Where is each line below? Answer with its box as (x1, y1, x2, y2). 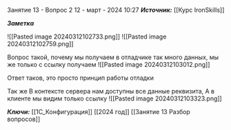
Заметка (7, 19, 34, 27)
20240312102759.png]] (7, 40, 74, 47)
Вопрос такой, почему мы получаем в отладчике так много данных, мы (7, 53, 219, 61)
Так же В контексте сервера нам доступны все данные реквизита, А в (7, 87, 215, 95)
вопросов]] (7, 115, 41, 123)
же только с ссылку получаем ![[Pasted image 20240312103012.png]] (7, 61, 210, 68)
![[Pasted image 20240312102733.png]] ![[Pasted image (7, 32, 167, 41)
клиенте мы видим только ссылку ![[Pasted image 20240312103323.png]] (7, 94, 222, 102)
